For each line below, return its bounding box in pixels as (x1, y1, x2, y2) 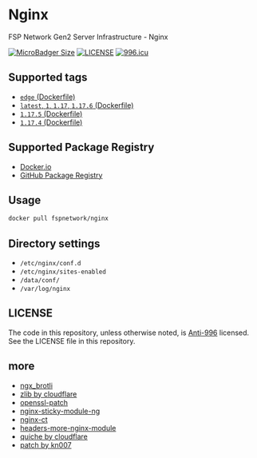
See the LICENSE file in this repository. (8, 336, 136, 345)
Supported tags (8, 70, 88, 85)
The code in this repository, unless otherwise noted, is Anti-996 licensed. (8, 328, 250, 337)
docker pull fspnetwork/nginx (8, 214, 109, 223)
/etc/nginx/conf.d (19, 260, 81, 268)
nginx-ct (19, 414, 48, 424)
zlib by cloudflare (19, 389, 77, 399)
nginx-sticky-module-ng (19, 406, 101, 416)
